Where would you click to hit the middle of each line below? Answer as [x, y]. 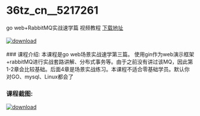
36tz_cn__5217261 [52, 10]
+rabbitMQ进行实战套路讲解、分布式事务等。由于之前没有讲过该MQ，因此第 [100, 62]
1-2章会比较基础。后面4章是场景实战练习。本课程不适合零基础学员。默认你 [98, 69]
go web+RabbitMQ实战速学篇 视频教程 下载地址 [65, 28]
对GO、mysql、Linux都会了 [40, 77]
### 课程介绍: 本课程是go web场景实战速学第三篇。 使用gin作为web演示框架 [100, 54]
